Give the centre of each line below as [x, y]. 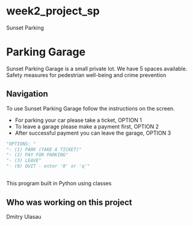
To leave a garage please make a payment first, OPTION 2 [87, 126]
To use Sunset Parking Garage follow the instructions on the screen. [91, 108]
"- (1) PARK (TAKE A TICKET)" [44, 149]
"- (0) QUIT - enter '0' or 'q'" [48, 166]
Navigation [27, 94]
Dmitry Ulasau [24, 217]
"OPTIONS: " [21, 144]
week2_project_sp [53, 11]
